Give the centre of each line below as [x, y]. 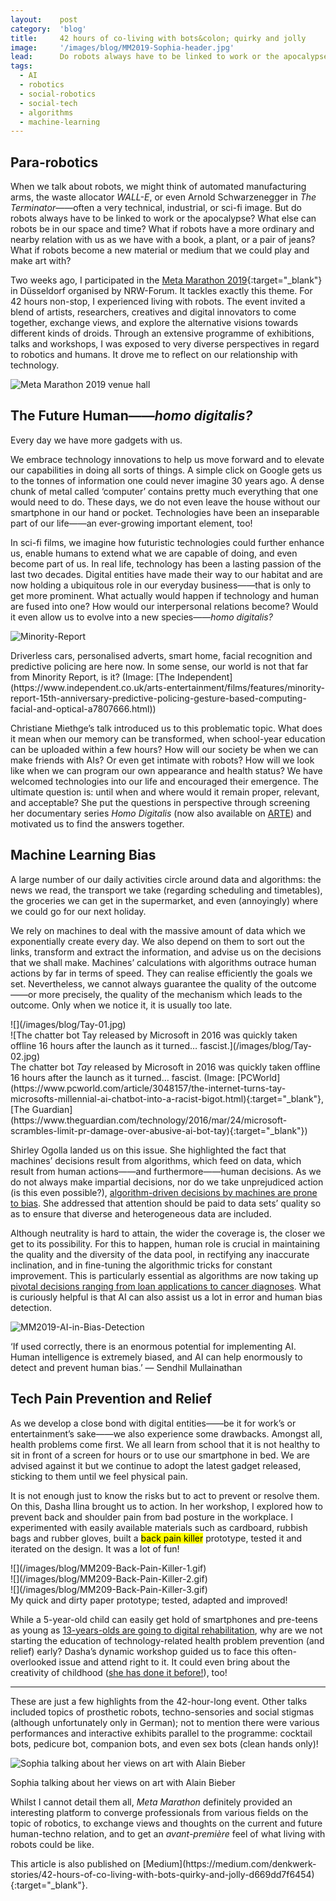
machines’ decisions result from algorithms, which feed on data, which [156, 1160]
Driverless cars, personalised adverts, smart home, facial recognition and [161, 655]
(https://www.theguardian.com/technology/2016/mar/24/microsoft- [149, 1120]
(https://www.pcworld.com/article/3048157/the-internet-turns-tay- [148, 1088]
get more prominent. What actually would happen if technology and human [164, 595]
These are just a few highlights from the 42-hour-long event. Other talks [159, 1701]
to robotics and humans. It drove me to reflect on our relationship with [154, 355]
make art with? [41, 261]
